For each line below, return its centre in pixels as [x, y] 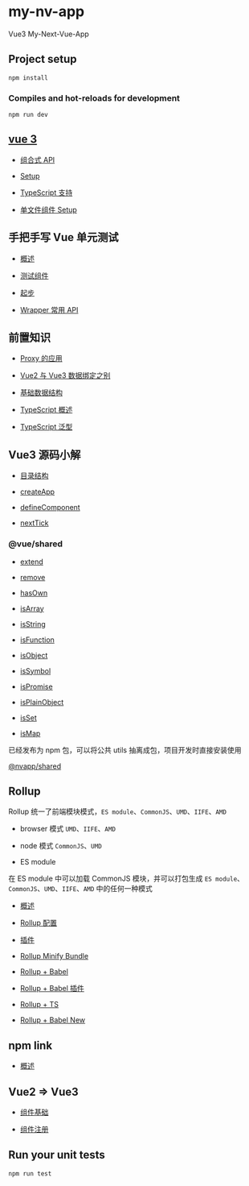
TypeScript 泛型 [46, 427]
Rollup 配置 [39, 923]
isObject [34, 655]
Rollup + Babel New [53, 1020]
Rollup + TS [39, 1005]
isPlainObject [42, 702]
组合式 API [37, 160]
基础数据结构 [41, 392]
